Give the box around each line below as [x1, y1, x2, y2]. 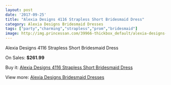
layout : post [5, 7, 33, 13]
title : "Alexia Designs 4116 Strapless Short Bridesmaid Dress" [5, 17, 145, 22]
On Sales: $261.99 [5, 55, 45, 61]
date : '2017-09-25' [5, 12, 47, 17]
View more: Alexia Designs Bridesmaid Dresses [5, 74, 104, 80]
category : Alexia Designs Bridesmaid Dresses [5, 21, 103, 27]
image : [5, 31, 19, 36]
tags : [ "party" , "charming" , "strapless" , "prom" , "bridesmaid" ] [5, 26, 138, 31]
